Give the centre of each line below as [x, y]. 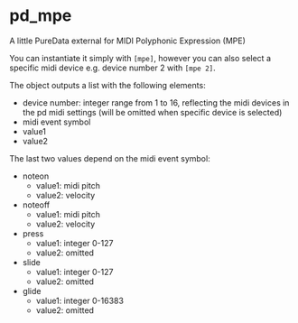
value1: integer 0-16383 [80, 300]
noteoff [36, 205]
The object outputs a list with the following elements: [107, 85]
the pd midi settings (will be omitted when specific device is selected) [152, 112]
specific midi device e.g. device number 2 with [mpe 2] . [113, 68]
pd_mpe [41, 16]
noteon [36, 176]
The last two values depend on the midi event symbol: [110, 158]
